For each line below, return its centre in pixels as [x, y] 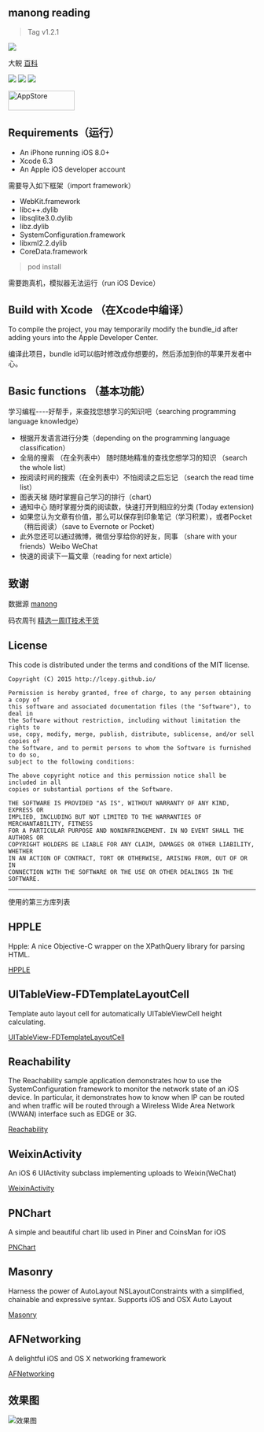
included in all [35, 783]
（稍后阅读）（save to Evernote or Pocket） [89, 527]
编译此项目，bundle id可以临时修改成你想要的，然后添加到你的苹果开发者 [126, 354]
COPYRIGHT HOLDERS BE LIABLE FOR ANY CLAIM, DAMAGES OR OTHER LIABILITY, [132, 844]
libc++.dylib [39, 209]
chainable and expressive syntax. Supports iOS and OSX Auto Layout [120, 1299]
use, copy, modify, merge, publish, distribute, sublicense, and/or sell [132, 734]
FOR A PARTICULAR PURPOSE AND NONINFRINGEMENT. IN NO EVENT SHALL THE [126, 831]
